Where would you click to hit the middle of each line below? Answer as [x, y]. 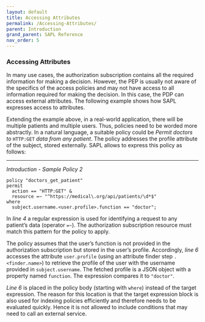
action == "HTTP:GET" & [42, 191]
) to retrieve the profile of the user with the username [109, 263]
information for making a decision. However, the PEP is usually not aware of [101, 82]
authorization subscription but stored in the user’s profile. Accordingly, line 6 [103, 250]
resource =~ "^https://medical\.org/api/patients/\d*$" [84, 197]
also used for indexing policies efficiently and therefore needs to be [91, 301]
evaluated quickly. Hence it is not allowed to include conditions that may [97, 307]
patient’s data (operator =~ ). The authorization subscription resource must [99, 225]
